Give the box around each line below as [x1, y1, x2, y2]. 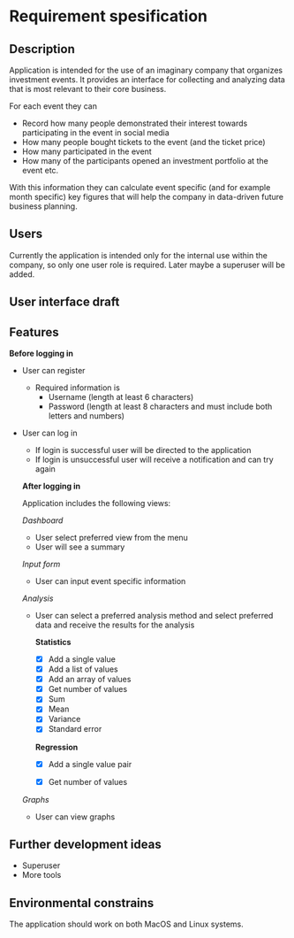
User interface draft [9, 295, 120, 310]
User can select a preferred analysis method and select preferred [34, 611, 274, 621]
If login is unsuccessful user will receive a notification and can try [34, 454, 274, 465]
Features [9, 325, 59, 340]
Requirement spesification [9, 6, 208, 27]
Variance [48, 714, 81, 725]
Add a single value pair [48, 758, 132, 769]
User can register [21, 365, 86, 376]
